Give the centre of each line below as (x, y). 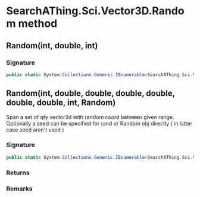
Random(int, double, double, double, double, (90, 93)
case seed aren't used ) (35, 130)
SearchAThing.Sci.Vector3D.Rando (95, 11)
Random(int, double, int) (52, 46)
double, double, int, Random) (61, 103)
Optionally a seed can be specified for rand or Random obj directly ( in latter (99, 123)
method (38, 24)
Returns (18, 173)
